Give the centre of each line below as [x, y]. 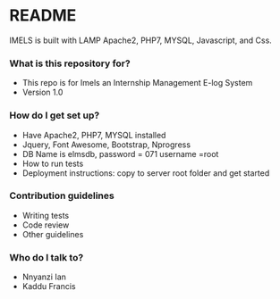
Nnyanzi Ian [44, 277]
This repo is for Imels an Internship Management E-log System [137, 83]
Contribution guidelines [62, 195]
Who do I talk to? [47, 257]
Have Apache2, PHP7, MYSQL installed [94, 135]
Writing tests [46, 215]
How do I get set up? [55, 115]
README [43, 16]
